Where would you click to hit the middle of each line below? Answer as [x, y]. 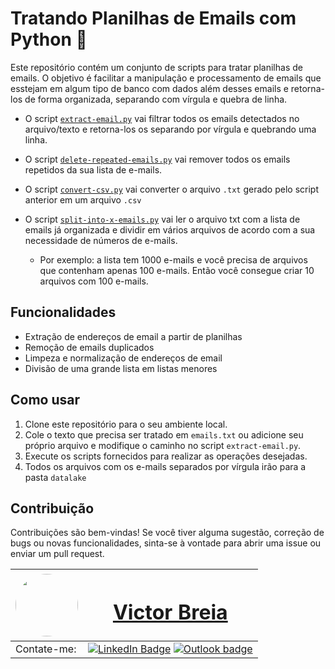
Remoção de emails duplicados [89, 347]
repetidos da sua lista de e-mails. [93, 169]
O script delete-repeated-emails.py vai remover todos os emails [157, 159]
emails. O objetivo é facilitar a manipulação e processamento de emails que [166, 78]
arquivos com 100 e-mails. [94, 281]
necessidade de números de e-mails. [101, 240]
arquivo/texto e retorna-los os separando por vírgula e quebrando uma [170, 129]
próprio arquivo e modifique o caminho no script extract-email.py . [163, 445]
